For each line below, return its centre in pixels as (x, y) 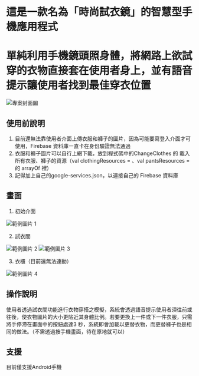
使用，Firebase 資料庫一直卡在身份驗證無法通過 (73, 146)
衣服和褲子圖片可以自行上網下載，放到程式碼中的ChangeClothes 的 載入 (102, 153)
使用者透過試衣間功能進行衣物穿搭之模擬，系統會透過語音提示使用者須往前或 (99, 309)
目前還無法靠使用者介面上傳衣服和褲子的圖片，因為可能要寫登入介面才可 (102, 138)
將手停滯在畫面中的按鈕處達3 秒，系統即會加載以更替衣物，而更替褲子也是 (97, 324)
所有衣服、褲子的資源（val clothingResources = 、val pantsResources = (102, 160)
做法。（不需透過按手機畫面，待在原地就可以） (72, 331)
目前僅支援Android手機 (34, 367)
